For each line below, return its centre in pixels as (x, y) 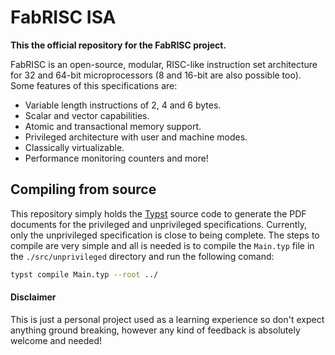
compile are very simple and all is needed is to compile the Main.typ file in (162, 245)
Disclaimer (33, 297)
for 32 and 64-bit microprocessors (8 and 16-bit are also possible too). (156, 75)
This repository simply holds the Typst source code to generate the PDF (158, 213)
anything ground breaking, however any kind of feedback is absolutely (155, 330)
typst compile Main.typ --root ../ (84, 274)
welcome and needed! (56, 340)
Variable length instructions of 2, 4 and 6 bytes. (123, 105)
